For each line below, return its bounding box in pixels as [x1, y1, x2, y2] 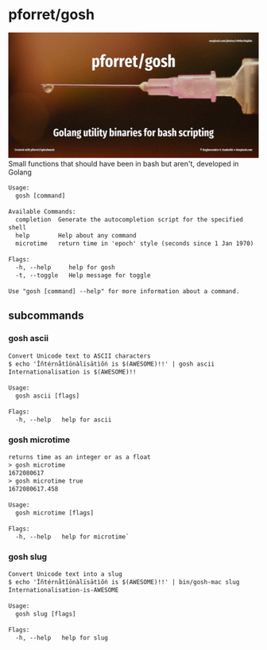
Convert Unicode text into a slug [8, 570, 123, 578]
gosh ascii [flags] [15, 392, 80, 400]
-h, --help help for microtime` [15, 532, 130, 541]
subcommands [8, 309, 84, 323]
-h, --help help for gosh [15, 263, 115, 272]
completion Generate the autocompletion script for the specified [15, 215, 244, 224]
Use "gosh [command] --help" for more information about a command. [8, 287, 240, 296]
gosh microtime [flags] [15, 508, 94, 517]
